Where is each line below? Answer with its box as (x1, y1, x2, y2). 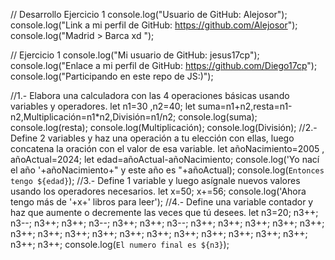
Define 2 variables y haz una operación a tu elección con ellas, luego (10, 132, 295, 144)
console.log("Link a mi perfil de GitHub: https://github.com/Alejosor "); (10, 19, 298, 31)
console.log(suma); (178, 111, 258, 123)
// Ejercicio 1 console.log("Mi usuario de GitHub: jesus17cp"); (10, 49, 260, 61)
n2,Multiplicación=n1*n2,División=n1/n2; (10, 111, 177, 123)
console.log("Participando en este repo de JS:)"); (10, 70, 214, 82)
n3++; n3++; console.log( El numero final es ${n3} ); (10, 239, 230, 250)
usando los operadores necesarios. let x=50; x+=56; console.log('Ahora (10, 185, 307, 197)
